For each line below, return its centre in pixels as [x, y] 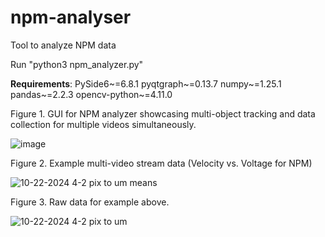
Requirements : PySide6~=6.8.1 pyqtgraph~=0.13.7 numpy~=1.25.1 [146, 83]
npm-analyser [71, 17]
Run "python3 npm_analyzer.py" [77, 64]
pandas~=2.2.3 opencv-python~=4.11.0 [91, 94]
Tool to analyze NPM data [63, 45]
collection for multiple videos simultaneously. [103, 124]
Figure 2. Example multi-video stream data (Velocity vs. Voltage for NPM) [161, 163]
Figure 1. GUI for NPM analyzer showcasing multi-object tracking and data [163, 113]
